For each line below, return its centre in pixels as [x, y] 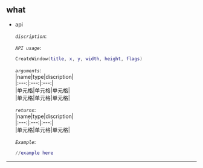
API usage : [28, 48]
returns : [25, 110]
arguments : [28, 70]
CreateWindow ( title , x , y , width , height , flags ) [79, 59]
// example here [34, 153]
